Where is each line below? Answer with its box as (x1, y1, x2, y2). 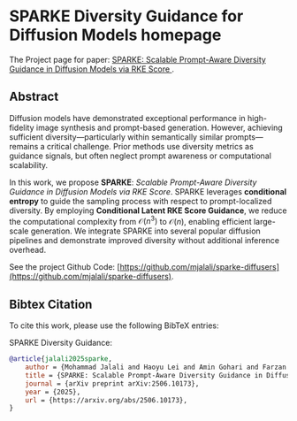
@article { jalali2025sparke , (9, 355, 113, 364)
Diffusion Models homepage (9, 25, 222, 45)
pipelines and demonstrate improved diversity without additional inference (9, 235, 280, 246)
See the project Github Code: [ (9, 262, 121, 272)
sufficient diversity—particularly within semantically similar (9, 131, 224, 142)
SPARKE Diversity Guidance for (9, 6, 244, 27)
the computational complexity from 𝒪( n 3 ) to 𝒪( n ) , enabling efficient (9, 214, 252, 226)
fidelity (9, 122, 34, 133)
